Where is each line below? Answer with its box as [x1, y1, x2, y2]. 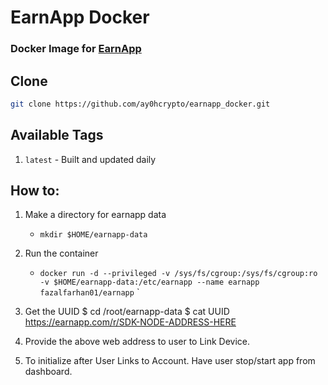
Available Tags [10, 127, 104, 144]
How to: [10, 182, 60, 199]
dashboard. [24, 366, 73, 378]
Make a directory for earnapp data [24, 209, 167, 221]
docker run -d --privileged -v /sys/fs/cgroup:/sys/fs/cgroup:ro [39, 269, 318, 279]
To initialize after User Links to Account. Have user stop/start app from [24, 355, 316, 367]
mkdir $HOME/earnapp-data [39, 230, 148, 240]
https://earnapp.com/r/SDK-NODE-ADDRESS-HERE [24, 316, 237, 328]
